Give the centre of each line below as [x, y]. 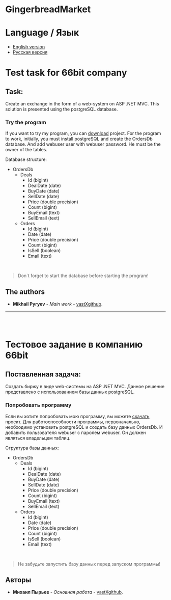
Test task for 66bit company [66, 73]
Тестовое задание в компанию [74, 345]
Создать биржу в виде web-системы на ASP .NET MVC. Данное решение [85, 387]
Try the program [26, 122]
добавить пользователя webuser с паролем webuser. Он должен [76, 432]
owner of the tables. [26, 150]
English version [28, 47]
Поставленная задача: [43, 374]
